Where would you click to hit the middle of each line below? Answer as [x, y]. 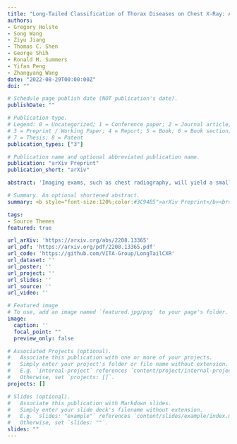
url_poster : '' [30, 266]
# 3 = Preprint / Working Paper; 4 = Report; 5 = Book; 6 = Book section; [120, 131]
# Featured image [33, 306]
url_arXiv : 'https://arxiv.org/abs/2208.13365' [79, 240]
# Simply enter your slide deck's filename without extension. [105, 409]
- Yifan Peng [26, 66]
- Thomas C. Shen [33, 47]
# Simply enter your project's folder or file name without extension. [118, 364]
